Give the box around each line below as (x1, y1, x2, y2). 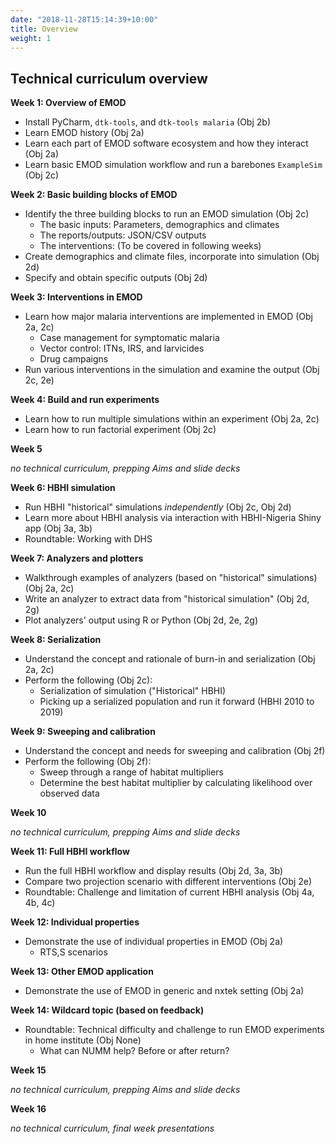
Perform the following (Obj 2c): (24, 674, 153, 686)
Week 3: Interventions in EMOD (10, 291, 143, 303)
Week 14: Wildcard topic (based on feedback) (10, 1004, 205, 1016)
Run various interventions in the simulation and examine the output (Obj (24, 364, 320, 376)
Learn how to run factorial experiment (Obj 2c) (24, 424, 217, 436)
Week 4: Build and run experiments (10, 394, 160, 406)
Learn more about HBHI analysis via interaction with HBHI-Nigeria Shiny (24, 512, 322, 524)
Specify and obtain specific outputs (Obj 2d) (24, 272, 208, 284)
